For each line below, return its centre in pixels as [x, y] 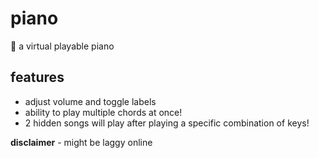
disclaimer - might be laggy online [81, 142]
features [37, 77]
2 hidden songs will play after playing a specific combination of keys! [167, 123]
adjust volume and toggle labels [90, 101]
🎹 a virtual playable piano [62, 46]
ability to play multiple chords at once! [103, 112]
